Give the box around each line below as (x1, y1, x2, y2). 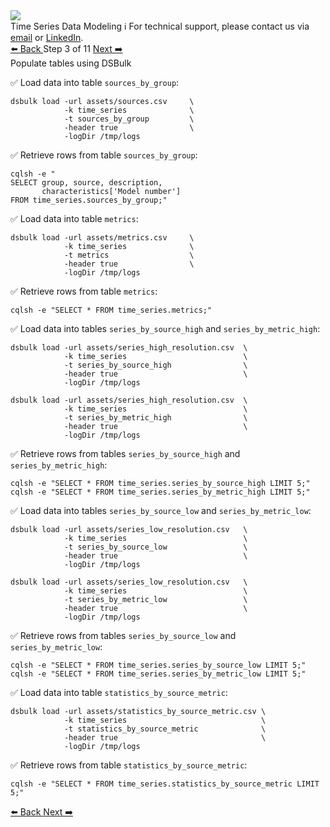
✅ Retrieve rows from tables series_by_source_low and (10, 630, 237, 641)
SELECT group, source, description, (10, 178, 163, 188)
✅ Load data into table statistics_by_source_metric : (10, 687, 228, 698)
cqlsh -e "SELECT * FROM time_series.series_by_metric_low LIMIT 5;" (10, 669, 307, 679)
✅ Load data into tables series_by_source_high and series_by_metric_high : (10, 323, 321, 334)
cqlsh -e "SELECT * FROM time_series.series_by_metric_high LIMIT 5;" (10, 487, 311, 497)
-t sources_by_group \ (63, 114, 195, 124)
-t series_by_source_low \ (63, 542, 248, 552)
